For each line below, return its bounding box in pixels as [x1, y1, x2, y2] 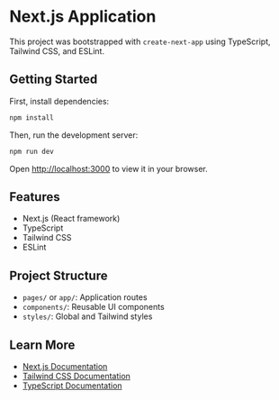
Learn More [9, 337, 76, 352]
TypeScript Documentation [22, 380, 123, 391]
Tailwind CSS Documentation [22, 370, 130, 381]
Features [9, 189, 60, 205]
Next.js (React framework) [22, 214, 121, 224]
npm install [9, 113, 54, 123]
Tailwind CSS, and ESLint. [9, 45, 105, 56]
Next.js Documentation [22, 360, 108, 371]
